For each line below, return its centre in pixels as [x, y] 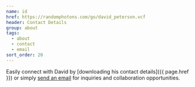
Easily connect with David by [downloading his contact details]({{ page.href [97, 71]
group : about [22, 28]
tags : [13, 33]
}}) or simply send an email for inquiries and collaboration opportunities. [93, 78]
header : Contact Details [36, 22]
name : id [17, 11]
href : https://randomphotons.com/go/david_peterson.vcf [76, 17]
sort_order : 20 [25, 55]
